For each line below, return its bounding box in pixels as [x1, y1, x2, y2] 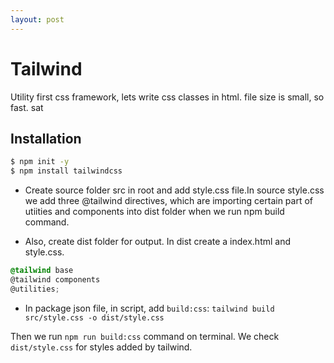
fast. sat [10, 101, 44, 113]
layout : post [10, 14, 65, 25]
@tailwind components [10, 275, 101, 285]
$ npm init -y [10, 157, 70, 167]
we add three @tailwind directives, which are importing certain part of [24, 195, 314, 207]
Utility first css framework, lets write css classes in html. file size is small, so [10, 91, 325, 103]
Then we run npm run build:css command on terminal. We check [10, 330, 280, 342]
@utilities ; [10, 284, 60, 294]
